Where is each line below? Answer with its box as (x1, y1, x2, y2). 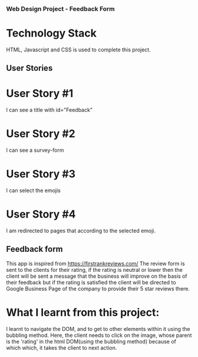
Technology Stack (6, 27, 97, 40)
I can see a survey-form (6, 147, 64, 154)
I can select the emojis (6, 187, 61, 194)
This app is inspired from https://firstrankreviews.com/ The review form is (6, 259, 185, 267)
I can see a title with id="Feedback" (6, 106, 93, 113)
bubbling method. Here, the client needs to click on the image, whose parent (6, 332, 192, 339)
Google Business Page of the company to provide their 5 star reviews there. (6, 285, 190, 292)
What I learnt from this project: (6, 306, 160, 319)
